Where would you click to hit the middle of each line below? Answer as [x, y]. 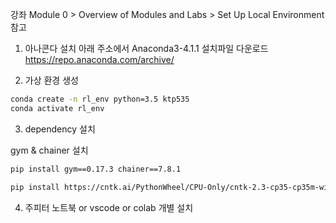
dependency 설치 [60, 129]
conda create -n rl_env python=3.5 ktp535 [100, 99]
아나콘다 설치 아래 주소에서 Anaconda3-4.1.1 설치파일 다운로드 [146, 48]
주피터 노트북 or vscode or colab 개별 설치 [109, 207]
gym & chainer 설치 [49, 150]
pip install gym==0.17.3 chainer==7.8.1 [96, 169]
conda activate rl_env [57, 108]
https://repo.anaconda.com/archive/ [99, 59]
